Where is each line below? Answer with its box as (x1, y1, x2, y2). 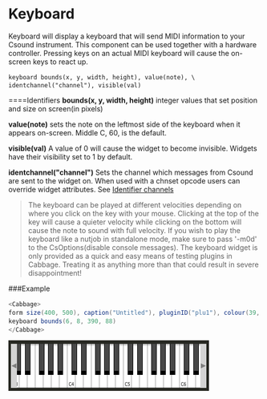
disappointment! (27, 268, 83, 277)
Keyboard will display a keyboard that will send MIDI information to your (8, 31, 245, 41)
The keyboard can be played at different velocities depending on (27, 199, 242, 209)
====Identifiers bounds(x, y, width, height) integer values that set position (8, 95, 258, 105)
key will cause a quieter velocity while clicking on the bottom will (27, 217, 242, 227)
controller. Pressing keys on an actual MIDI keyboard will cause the (8, 48, 230, 58)
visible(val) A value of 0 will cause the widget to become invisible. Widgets (8, 143, 258, 153)
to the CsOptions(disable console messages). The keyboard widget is (27, 242, 258, 252)
